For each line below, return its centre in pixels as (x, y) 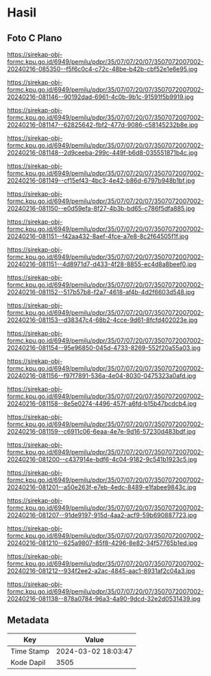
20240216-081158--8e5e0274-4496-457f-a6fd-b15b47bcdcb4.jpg (102, 404)
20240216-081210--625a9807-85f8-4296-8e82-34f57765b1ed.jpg (102, 543)
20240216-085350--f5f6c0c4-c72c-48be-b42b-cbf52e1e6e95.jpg (102, 69)
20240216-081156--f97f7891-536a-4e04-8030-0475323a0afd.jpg (102, 376)
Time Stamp (30, 651)
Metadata (28, 620)
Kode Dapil (28, 662)
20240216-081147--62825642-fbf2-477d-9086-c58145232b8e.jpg (103, 125)
